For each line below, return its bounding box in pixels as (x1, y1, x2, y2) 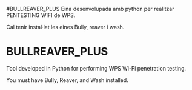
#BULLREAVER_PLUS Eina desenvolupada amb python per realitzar (6, 5, 174, 12)
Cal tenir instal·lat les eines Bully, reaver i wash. (6, 24, 125, 30)
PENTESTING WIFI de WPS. (6, 12, 76, 19)
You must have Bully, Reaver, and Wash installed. (6, 76, 128, 84)
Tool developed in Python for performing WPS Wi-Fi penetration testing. (6, 64, 187, 72)
